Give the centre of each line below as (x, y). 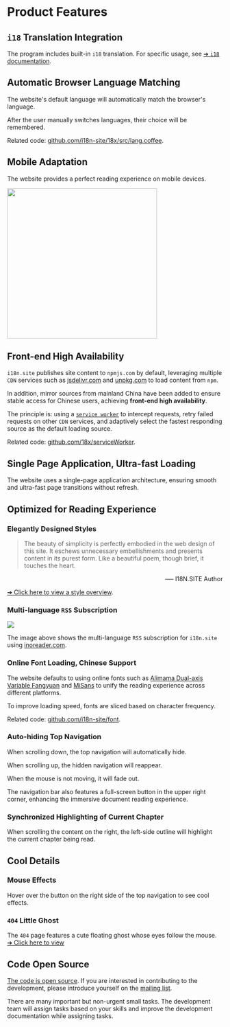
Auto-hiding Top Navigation (54, 737)
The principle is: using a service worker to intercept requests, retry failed (110, 414)
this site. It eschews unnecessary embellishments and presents (113, 551)
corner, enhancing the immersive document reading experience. (98, 799)
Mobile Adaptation (47, 162)
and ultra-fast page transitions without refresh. (73, 488)
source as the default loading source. (60, 429)
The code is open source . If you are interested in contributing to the (102, 980)
